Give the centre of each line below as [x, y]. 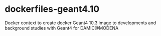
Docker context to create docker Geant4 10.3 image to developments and [80, 23]
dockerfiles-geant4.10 [52, 9]
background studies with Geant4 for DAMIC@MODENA [62, 28]
